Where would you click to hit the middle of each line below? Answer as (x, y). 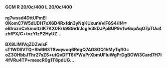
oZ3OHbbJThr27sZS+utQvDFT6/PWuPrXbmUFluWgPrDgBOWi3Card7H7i (83, 55)
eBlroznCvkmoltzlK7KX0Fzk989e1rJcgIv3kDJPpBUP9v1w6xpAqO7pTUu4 (83, 29)
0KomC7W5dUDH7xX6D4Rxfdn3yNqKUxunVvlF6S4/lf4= (66, 23)
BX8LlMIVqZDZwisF (26, 44)
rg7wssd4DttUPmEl (26, 18)
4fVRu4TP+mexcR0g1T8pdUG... (40, 60)
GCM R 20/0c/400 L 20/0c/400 (39, 7)
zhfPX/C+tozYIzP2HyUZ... (33, 34)
